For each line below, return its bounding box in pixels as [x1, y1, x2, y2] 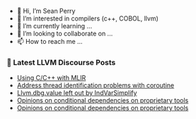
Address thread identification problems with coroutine [16, 81, 175, 90]
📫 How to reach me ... [16, 38, 83, 45]
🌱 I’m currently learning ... [16, 22, 93, 30]
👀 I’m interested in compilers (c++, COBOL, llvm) [16, 14, 158, 23]
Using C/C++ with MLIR [16, 74, 86, 82]
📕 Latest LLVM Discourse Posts [6, 57, 116, 67]
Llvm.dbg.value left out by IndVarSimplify [16, 89, 137, 97]
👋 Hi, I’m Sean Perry [16, 7, 76, 15]
